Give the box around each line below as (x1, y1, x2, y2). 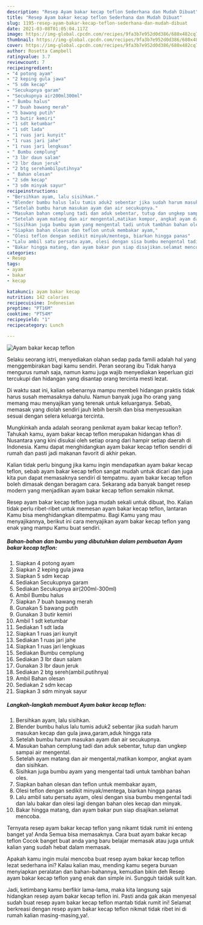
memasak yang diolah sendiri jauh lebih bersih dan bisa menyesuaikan (7, 406, 182, 413)
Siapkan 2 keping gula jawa (15, 566, 84, 573)
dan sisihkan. (15, 761, 49, 768)
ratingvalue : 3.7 (7, 54, 51, 60)
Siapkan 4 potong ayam (15, 559, 75, 566)
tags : (7, 261, 20, 267)
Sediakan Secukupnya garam (15, 579, 89, 586)
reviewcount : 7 (7, 59, 45, 65)
